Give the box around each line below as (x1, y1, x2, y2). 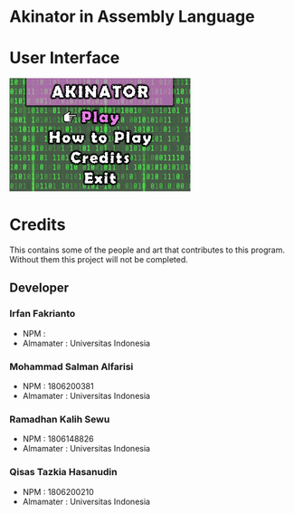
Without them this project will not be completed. (9, 254, 188, 265)
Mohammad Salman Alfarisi (9, 360, 134, 373)
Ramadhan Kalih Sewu (9, 413, 110, 425)
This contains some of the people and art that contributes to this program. (9, 244, 285, 255)
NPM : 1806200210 (22, 486, 94, 497)
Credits (9, 214, 66, 235)
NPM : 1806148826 (22, 433, 94, 444)
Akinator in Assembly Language (9, 6, 255, 27)
